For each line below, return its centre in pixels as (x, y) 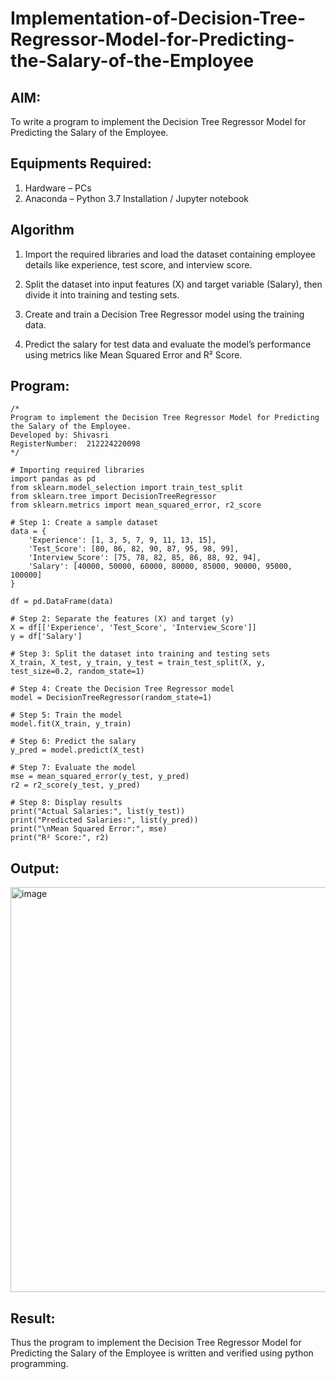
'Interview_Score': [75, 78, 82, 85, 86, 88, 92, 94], (145, 558)
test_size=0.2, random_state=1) (77, 672)
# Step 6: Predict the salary (73, 742)
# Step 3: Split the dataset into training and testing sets (140, 654)
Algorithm (42, 230)
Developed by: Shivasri (60, 435)
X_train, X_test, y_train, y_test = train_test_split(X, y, (138, 663)
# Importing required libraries (77, 470)
